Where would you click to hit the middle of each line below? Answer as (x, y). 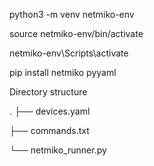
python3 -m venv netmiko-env (72, 14)
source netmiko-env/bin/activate (76, 33)
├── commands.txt (49, 130)
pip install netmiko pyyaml (63, 72)
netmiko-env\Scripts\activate (69, 53)
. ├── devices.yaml (50, 111)
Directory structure (48, 92)
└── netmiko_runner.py (58, 150)
